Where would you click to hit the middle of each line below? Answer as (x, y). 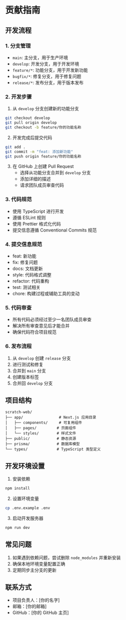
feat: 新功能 (24, 256)
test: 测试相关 (26, 287)
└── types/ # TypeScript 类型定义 (53, 449)
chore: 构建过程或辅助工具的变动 (46, 293)
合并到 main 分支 (29, 370)
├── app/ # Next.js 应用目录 (51, 417)
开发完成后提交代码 (32, 137)
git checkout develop (28, 118)
